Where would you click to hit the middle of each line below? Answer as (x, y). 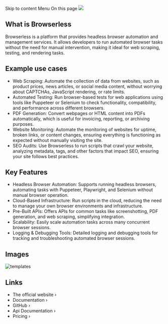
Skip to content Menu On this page (41, 8)
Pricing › (21, 316)
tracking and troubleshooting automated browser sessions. (74, 238)
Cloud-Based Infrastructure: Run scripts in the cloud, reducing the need (87, 201)
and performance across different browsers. (59, 108)
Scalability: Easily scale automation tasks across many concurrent (81, 222)
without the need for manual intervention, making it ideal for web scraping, (83, 47)
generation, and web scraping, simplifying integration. (69, 217)
